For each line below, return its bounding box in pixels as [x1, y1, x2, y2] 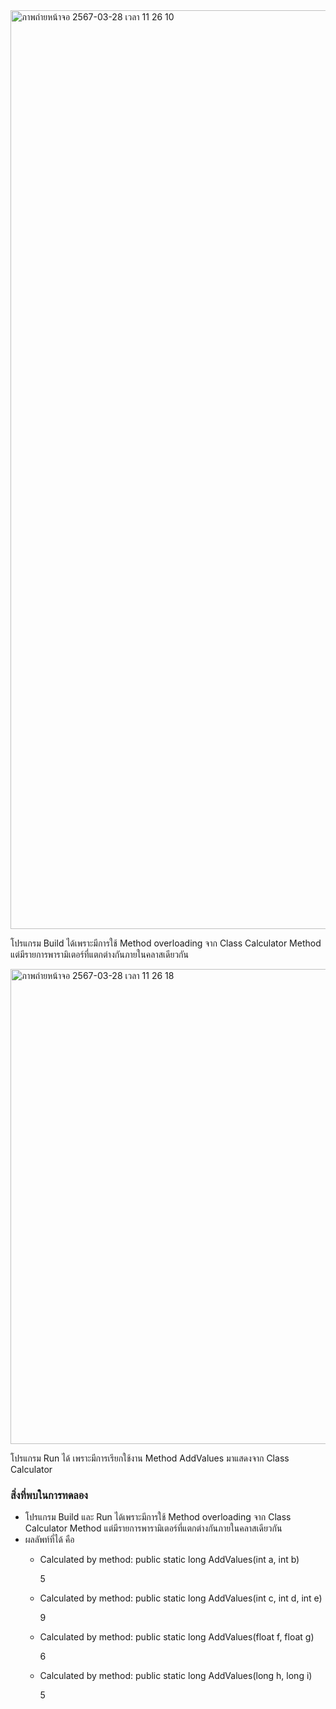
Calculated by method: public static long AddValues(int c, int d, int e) [39, 1592, 323, 1604]
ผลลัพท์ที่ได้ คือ [24, 1534, 75, 1546]
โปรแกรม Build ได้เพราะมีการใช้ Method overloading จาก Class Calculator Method [10, 937, 322, 949]
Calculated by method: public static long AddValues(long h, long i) [39, 1670, 313, 1682]
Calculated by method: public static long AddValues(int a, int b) [39, 1554, 300, 1566]
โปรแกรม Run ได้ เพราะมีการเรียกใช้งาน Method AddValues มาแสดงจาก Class [10, 1452, 290, 1464]
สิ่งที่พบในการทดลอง [10, 1488, 88, 1502]
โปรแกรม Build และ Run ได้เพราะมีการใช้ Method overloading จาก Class [24, 1511, 292, 1523]
